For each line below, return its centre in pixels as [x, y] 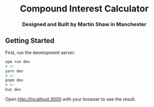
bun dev [13, 90]
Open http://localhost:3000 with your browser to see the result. [71, 99]
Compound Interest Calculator [84, 9]
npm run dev [18, 61]
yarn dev [14, 71]
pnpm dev [14, 80]
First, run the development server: [40, 52]
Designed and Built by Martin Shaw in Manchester [84, 24]
